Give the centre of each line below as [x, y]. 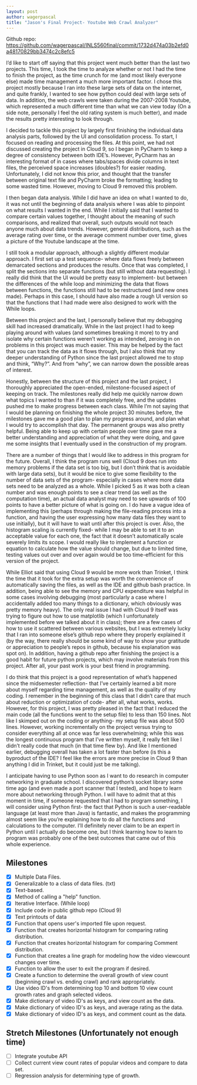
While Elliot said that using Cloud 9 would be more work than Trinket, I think [97, 572]
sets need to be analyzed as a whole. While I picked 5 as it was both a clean [98, 486]
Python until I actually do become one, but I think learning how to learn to [94, 832]
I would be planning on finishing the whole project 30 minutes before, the [94, 413]
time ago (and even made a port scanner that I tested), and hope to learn [94, 788]
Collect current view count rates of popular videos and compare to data [101, 1063]
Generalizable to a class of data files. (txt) [65, 884]
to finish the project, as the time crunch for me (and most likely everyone [94, 75]
